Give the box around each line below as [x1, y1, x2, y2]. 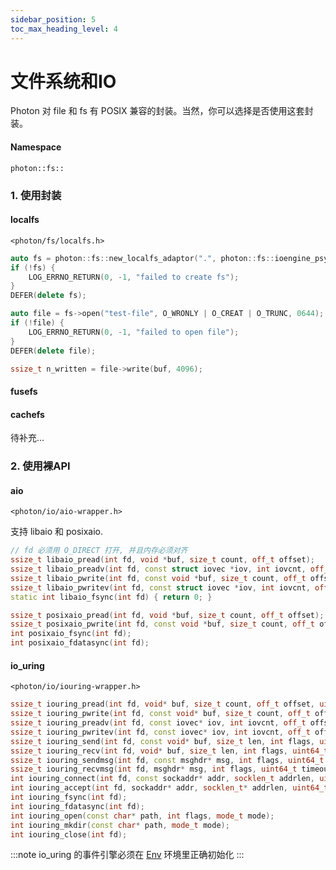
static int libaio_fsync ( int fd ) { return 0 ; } [10, 592, 213, 602]
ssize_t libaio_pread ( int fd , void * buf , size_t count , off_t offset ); [10, 555, 315, 565]
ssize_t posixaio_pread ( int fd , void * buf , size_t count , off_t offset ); [10, 610, 325, 620]
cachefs [10, 408, 45, 420]
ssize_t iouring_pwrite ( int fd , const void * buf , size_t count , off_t [10, 709, 311, 719]
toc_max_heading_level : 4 [10, 24, 118, 34]
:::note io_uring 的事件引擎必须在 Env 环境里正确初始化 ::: [10, 849, 245, 861]
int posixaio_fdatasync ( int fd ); [10, 638, 150, 648]
